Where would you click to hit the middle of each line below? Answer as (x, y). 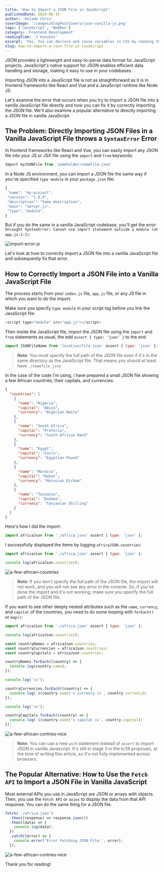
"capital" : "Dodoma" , (40, 499)
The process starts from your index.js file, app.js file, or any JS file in (76, 294)
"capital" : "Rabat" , (39, 476)
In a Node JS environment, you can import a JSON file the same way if (76, 174)
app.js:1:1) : (18, 234)
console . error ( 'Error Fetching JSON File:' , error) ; (69, 841)
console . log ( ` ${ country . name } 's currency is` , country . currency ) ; (78, 693)
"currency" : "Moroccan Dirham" (50, 481)
